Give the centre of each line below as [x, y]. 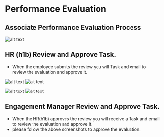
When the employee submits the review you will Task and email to [79, 67]
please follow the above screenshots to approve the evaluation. [77, 129]
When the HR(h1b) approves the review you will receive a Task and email [86, 118]
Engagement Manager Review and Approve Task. [82, 107]
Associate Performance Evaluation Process [73, 27]
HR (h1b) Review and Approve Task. [61, 55]
